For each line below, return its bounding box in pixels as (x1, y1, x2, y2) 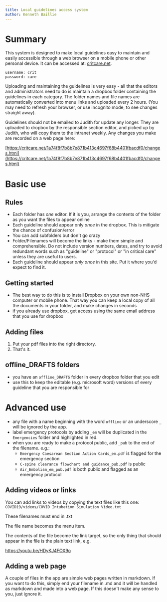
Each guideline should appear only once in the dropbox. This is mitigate (12, 222, 160, 228)
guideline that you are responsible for (12, 385, 90, 391)
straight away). (5, 110, 36, 116)
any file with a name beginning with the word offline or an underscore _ (12, 418, 162, 424)
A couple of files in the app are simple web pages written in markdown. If (5, 575, 156, 581)
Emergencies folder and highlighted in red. (12, 434, 98, 440)
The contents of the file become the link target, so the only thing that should (5, 532, 162, 539)
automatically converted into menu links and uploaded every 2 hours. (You (5, 99, 158, 105)
